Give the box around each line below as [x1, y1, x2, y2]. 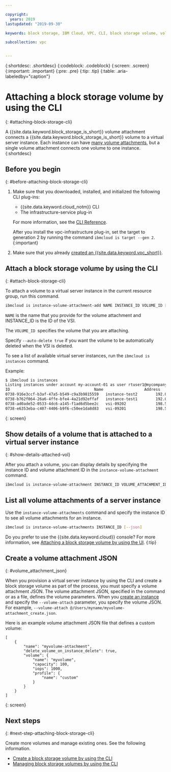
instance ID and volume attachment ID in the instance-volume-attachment [5, 467, 159, 473]
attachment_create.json [5, 611, 56, 616]
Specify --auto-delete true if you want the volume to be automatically [5, 337, 154, 344]
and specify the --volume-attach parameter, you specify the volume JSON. [5, 599, 162, 605]
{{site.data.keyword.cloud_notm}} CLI [20, 204, 100, 210]
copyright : [5, 12, 28, 17]
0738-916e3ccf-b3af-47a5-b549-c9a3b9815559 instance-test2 [5, 392, 138, 397]
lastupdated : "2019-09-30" [5, 21, 63, 26]
